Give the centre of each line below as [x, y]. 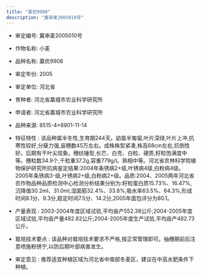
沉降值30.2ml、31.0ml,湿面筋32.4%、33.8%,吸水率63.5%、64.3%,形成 [104, 190]
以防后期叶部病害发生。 [77, 246]
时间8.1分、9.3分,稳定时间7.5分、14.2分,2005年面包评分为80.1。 [94, 198]
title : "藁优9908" [28, 12]
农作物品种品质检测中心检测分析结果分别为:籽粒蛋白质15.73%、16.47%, [103, 183]
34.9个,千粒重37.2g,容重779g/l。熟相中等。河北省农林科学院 [116, 160]
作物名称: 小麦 [32, 48]
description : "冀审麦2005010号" [45, 17]
